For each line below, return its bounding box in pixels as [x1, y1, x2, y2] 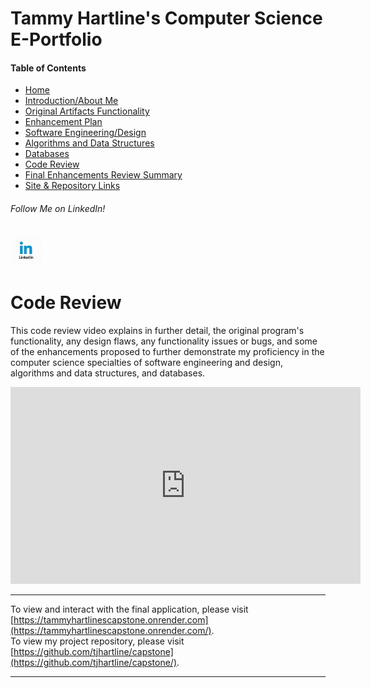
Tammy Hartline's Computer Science [10, 7, 323, 30]
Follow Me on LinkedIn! [10, 202, 106, 214]
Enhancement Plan [24, 116, 103, 128]
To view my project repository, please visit [10, 635, 185, 647]
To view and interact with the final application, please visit [10, 603, 249, 615]
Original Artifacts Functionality [24, 105, 150, 117]
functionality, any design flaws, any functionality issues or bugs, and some [10, 335, 318, 347]
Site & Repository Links [24, 180, 121, 192]
